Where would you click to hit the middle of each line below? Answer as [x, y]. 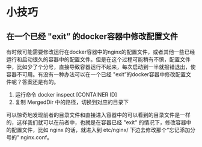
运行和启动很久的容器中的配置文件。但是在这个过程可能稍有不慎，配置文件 [98, 59]
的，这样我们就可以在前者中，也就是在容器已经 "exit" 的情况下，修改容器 [96, 122]
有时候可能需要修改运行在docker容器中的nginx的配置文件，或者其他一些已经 [101, 52]
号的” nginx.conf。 [29, 137]
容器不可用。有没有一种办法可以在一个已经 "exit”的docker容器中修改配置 [96, 74]
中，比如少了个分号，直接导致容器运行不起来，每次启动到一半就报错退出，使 [101, 67]
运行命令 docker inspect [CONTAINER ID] [66, 94]
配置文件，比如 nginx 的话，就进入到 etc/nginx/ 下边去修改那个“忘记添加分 [103, 130]
